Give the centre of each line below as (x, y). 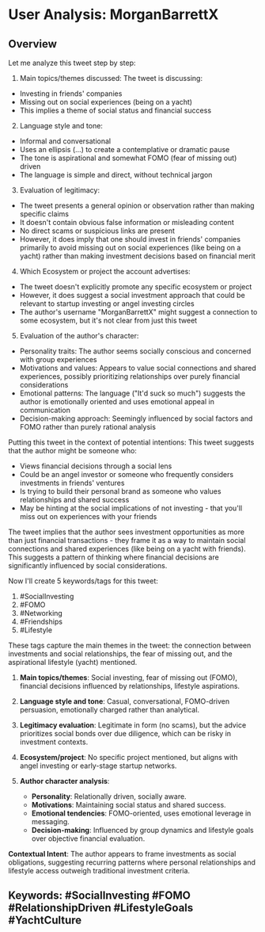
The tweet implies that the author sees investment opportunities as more (127, 532)
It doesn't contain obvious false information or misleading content (127, 222)
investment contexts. (54, 742)
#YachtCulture (45, 921)
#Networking (41, 613)
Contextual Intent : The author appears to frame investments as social (122, 854)
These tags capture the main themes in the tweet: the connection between (130, 645)
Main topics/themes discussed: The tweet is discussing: (111, 78)
